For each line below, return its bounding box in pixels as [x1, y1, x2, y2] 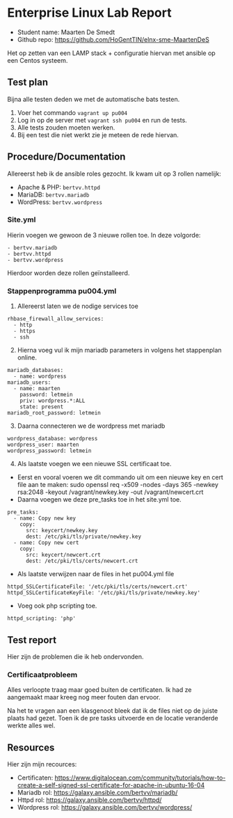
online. [17, 353, 37, 362]
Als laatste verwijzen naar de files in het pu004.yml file [17, 570, 175, 578]
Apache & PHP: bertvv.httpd [17, 183, 101, 191]
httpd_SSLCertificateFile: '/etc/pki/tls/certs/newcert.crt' [7, 583, 188, 590]
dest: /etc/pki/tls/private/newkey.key [25, 533, 141, 541]
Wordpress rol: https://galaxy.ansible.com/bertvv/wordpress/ [17, 803, 193, 812]
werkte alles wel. [7, 721, 56, 730]
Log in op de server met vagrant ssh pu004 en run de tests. [17, 116, 188, 124]
